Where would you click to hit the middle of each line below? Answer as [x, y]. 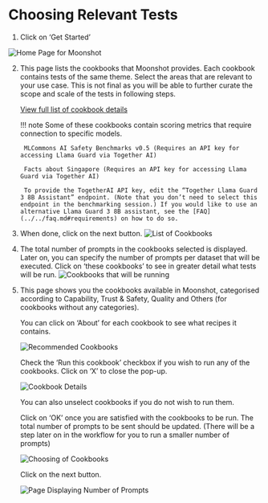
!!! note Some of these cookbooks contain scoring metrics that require [136, 125]
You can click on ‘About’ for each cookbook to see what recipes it [128, 322]
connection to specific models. [71, 133]
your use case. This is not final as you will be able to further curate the [136, 85]
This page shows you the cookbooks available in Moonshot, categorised [140, 290]
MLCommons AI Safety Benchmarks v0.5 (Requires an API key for [132, 148]
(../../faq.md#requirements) [69, 219]
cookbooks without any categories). [79, 307]
